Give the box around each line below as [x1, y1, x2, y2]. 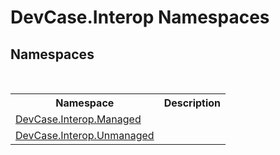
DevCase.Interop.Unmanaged [15, 129, 155, 142]
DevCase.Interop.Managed [15, 112, 142, 126]
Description [163, 96, 222, 110]
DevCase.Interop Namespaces [10, 6, 270, 29]
